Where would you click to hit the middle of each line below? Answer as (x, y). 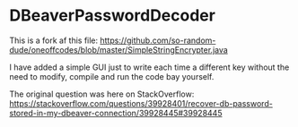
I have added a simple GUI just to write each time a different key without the (149, 67)
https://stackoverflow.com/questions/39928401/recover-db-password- (141, 103)
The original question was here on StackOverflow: (102, 94)
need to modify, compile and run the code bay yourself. (112, 76)
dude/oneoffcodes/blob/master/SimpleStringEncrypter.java (119, 49)
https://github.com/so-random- (158, 40)
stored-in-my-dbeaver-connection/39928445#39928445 (116, 113)
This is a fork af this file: (54, 40)
